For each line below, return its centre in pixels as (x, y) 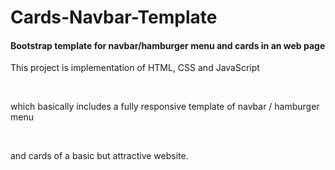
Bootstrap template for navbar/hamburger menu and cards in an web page (168, 45)
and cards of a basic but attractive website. (99, 156)
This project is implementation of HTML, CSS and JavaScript (135, 68)
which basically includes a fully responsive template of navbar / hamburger (165, 107)
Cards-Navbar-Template (114, 17)
